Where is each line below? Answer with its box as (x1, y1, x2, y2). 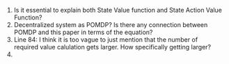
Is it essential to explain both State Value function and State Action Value (13, 6, 223, 14)
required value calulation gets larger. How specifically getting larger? (13, 43, 212, 51)
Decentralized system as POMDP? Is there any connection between (13, 21, 208, 29)
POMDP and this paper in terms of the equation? (13, 28, 153, 36)
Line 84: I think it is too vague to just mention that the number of (13, 35, 198, 44)
